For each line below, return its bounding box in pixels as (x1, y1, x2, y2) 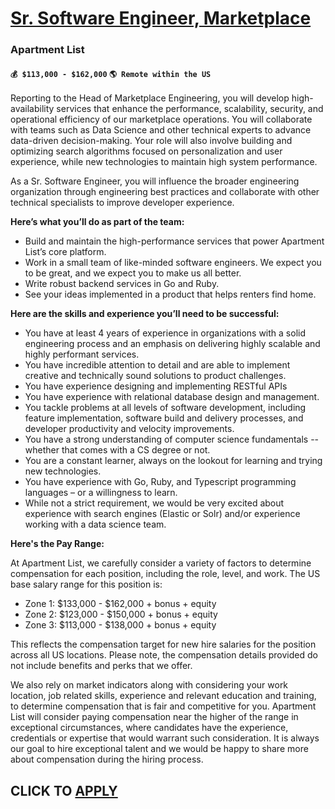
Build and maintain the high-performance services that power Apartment (24, 235, 325, 247)
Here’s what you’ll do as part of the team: (10, 216, 185, 228)
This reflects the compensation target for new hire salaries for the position (10, 638, 317, 651)
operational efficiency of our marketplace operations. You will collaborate (10, 113, 313, 126)
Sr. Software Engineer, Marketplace (10, 7, 312, 30)
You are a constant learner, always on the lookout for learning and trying (24, 455, 323, 467)
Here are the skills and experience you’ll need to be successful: (10, 308, 280, 320)
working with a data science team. (24, 518, 167, 531)
